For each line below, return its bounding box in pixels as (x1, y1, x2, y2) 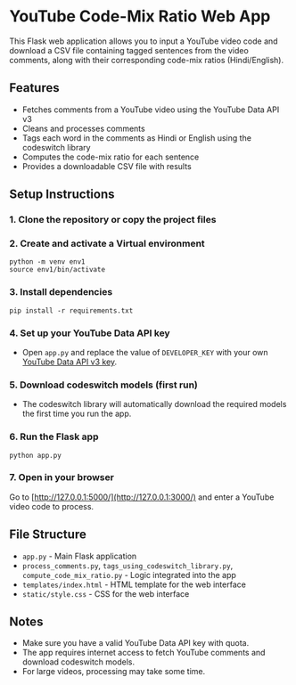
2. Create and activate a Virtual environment (9, 237, 205, 249)
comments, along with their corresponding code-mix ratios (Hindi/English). (9, 54, 284, 65)
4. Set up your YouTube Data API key (9, 327, 171, 339)
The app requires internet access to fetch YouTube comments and (21, 648, 266, 658)
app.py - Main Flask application (21, 550, 137, 561)
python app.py (9, 451, 62, 460)
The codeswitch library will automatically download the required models (21, 399, 287, 410)
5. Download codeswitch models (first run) (9, 379, 199, 391)
